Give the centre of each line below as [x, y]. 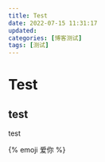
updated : [23, 30]
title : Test [28, 16]
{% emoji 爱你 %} [37, 150]
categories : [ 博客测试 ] [45, 38]
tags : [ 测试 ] [29, 45]
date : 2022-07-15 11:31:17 [53, 23]
